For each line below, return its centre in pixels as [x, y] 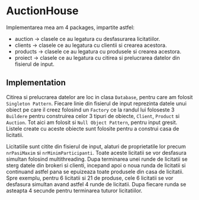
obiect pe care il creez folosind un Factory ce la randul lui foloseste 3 [90, 109]
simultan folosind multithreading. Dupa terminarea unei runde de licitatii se [97, 159]
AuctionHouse [42, 11]
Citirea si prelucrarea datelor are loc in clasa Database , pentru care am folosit [99, 97]
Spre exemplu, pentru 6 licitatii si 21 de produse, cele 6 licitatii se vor [90, 178]
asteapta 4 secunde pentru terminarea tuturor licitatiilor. [74, 191]
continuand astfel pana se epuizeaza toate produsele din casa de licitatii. [95, 172]
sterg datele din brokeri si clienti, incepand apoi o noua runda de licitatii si [96, 165]
